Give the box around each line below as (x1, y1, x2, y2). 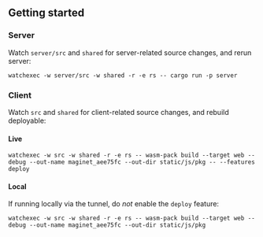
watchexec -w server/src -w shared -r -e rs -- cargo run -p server (8, 71, 238, 80)
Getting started (8, 6, 85, 20)
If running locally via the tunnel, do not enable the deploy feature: (8, 199, 219, 209)
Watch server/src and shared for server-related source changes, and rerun (8, 47, 252, 57)
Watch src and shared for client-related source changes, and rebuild (8, 107, 230, 117)
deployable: (8, 116, 46, 125)
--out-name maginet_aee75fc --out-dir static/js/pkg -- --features (28, 158, 256, 166)
